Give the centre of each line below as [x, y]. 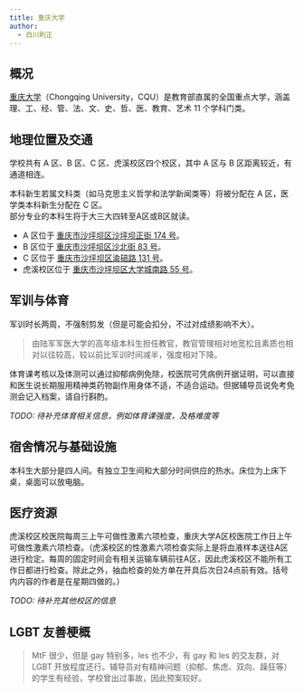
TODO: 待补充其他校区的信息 [63, 601]
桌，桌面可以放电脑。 [49, 481]
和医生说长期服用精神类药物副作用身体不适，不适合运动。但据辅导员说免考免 [152, 384]
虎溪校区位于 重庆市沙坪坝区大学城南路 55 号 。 [110, 269]
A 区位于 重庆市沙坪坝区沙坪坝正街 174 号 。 [104, 235]
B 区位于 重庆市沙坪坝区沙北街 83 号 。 [94, 246]
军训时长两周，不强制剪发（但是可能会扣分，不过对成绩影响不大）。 [134, 324]
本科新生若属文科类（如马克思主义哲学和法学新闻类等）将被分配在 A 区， [145, 194]
